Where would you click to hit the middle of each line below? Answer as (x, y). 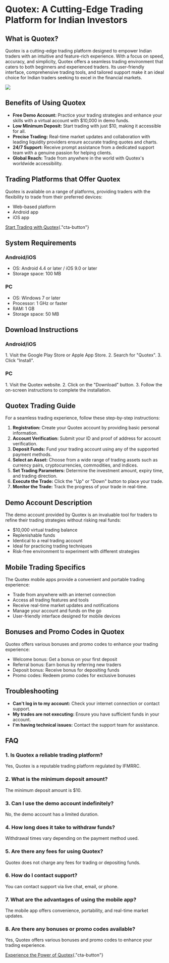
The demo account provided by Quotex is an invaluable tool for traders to (81, 515)
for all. (19, 131)
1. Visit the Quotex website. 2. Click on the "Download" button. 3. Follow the (84, 384)
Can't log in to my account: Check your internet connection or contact (86, 703)
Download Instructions (42, 330)
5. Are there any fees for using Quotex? (54, 851)
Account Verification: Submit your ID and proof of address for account (87, 438)
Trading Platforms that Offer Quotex (63, 180)
